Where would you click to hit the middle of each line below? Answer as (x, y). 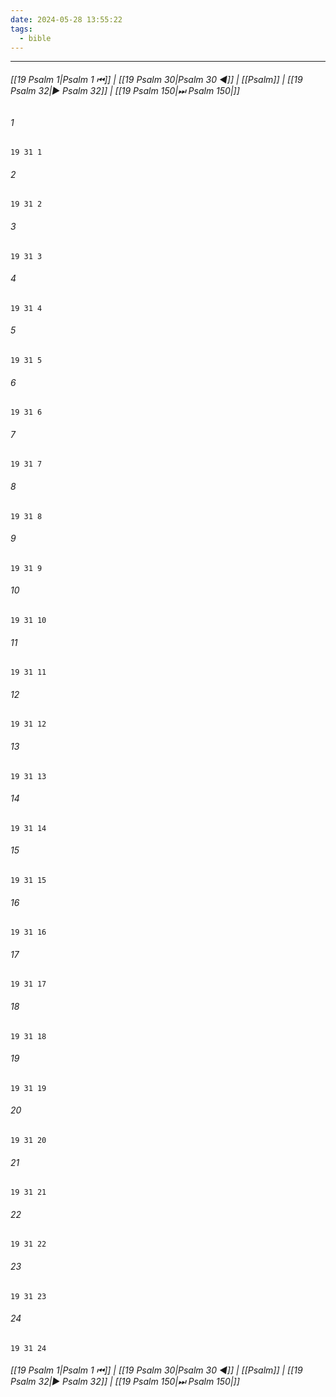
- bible (35, 38)
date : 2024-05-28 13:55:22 (66, 19)
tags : (21, 29)
